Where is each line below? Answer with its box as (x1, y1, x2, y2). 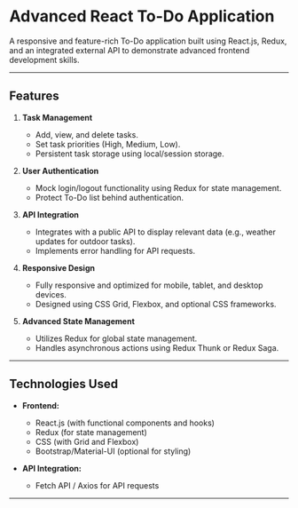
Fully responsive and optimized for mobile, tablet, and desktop (35, 280, 263, 290)
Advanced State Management (21, 315, 136, 326)
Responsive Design (21, 262, 96, 273)
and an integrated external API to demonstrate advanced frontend (9, 44, 250, 55)
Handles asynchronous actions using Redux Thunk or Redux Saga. (35, 342, 279, 353)
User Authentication (21, 165, 99, 176)
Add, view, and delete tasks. (35, 129, 139, 139)
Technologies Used (9, 377, 118, 392)
